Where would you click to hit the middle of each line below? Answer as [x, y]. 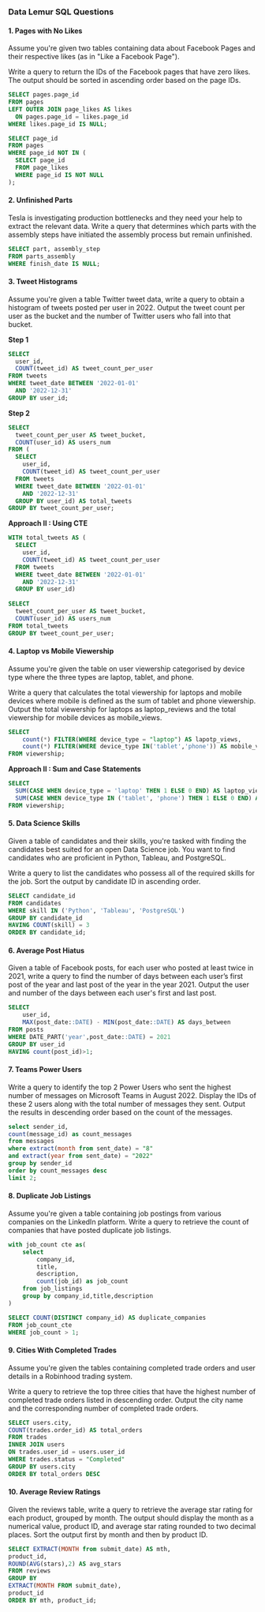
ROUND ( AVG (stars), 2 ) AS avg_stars [65, 1564]
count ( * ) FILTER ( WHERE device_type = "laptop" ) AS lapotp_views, [132, 739]
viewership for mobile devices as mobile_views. [85, 718]
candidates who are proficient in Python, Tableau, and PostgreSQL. [118, 857]
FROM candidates [35, 903]
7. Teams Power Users [45, 1070]
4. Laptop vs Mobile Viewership [61, 651]
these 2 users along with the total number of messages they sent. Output [127, 1104]
